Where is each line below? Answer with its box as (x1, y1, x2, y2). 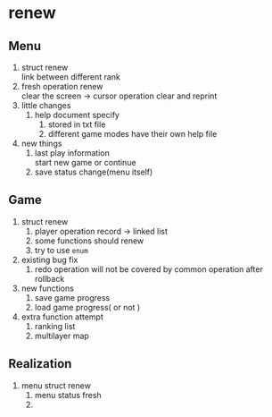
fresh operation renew (21, 81, 103, 91)
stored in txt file (47, 119, 106, 130)
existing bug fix (21, 254, 78, 265)
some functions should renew (34, 235, 144, 246)
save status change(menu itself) (34, 166, 153, 177)
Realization (8, 356, 72, 371)
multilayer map (34, 330, 90, 341)
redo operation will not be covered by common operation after (34, 263, 264, 275)
